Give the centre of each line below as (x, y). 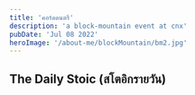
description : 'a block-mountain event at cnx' (98, 26)
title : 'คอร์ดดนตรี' (42, 17)
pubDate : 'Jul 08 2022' (54, 34)
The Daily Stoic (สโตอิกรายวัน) (88, 78)
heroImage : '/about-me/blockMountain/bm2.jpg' (98, 43)
